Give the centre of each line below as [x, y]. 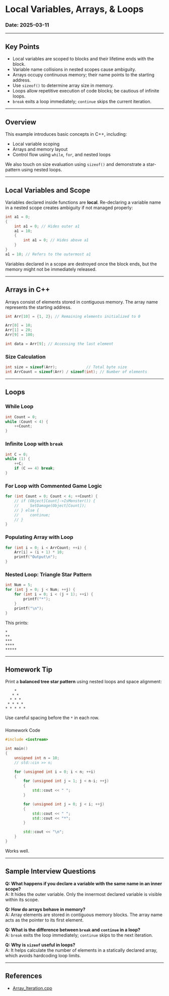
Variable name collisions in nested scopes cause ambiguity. [74, 69]
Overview [21, 122]
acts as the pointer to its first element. [45, 920]
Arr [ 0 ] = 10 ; [19, 325]
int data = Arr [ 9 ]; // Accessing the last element [59, 344]
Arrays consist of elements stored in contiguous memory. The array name [82, 302]
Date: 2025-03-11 [27, 25]
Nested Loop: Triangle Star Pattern [49, 575]
